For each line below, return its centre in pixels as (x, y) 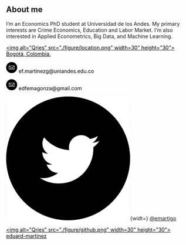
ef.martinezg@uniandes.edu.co (56, 71)
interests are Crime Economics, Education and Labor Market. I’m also (89, 30)
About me (24, 10)
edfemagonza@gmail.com (50, 88)
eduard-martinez (26, 236)
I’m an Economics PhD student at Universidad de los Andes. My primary (93, 23)
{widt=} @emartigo (153, 218)
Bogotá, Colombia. (28, 54)
